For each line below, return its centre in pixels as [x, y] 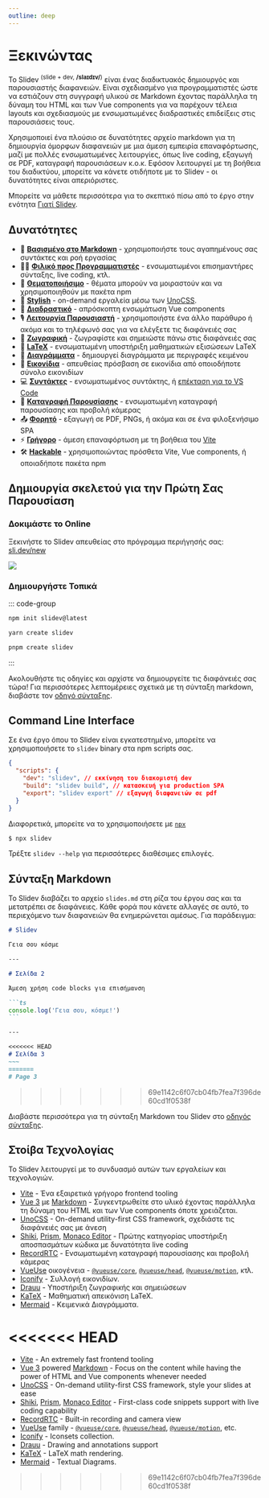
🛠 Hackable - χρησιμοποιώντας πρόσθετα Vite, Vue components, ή [133, 452]
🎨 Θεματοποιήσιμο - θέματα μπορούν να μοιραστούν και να [121, 283]
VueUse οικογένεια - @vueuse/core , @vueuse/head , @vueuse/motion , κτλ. [137, 1270]
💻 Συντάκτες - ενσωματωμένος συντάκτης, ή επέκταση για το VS [131, 381]
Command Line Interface [71, 721]
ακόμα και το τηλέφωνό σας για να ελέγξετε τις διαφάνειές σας [128, 330]
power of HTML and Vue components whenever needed [113, 1377]
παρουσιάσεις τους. [41, 122]
